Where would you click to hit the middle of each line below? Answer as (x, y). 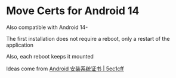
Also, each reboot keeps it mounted (50, 56)
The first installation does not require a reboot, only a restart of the (88, 38)
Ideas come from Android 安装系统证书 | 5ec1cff (65, 69)
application (20, 45)
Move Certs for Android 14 (73, 11)
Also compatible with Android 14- (47, 27)
